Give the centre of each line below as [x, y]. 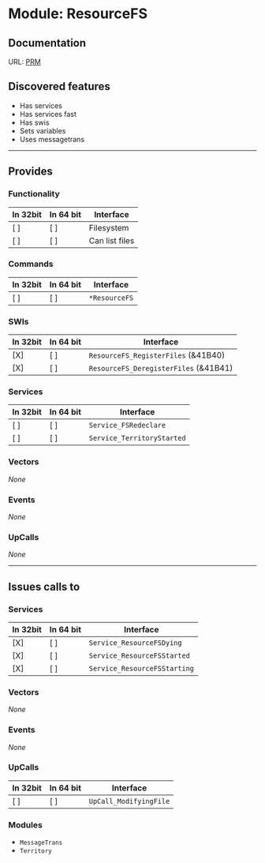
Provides [30, 172]
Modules [26, 824]
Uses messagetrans [52, 139]
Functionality [34, 194]
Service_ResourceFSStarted [140, 655]
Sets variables [43, 130]
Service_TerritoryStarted [138, 438]
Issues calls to [44, 586]
